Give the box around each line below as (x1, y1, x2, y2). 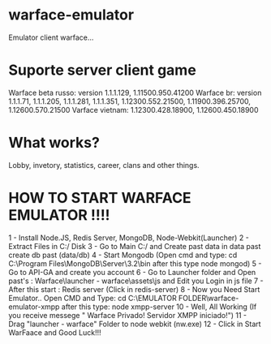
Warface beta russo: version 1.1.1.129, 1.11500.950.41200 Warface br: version (8, 88, 262, 97)
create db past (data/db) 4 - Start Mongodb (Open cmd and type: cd (8, 250, 238, 260)
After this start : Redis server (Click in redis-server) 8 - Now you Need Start (8, 284, 260, 294)
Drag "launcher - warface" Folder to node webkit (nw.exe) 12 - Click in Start (8, 319, 261, 329)
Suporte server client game (8, 61, 196, 80)
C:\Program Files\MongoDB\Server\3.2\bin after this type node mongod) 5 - (8, 258, 262, 269)
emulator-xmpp (8, 302, 60, 312)
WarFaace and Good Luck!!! (8, 327, 101, 338)
